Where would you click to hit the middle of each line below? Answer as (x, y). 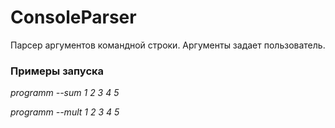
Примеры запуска (57, 71)
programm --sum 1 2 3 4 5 (65, 93)
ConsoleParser (73, 17)
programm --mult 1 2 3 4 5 (65, 112)
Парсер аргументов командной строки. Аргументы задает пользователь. (168, 45)
